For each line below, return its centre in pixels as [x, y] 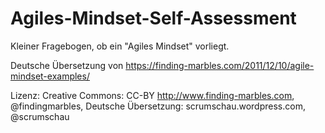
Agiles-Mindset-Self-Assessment [153, 18]
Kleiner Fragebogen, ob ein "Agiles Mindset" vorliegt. [120, 46]
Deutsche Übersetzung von [67, 65]
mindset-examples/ [50, 76]
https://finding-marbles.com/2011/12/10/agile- [220, 65]
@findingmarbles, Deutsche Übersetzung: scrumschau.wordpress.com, [158, 106]
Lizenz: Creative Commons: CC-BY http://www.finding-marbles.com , [152, 95]
